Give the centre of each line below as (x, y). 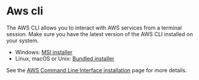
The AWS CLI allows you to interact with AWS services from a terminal (94, 28)
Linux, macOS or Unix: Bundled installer (65, 58)
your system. (23, 40)
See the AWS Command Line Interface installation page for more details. (96, 70)
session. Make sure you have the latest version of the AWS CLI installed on (99, 34)
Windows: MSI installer (44, 52)
